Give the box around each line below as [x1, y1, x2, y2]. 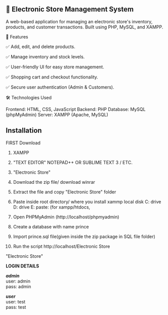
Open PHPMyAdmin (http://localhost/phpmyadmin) [13, 214, 119, 220]
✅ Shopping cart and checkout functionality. [6, 74, 98, 80]
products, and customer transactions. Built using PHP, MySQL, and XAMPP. [6, 24, 163, 30]
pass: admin [6, 283, 31, 289]
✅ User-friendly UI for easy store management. [6, 64, 104, 70]
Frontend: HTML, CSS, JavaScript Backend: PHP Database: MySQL [6, 106, 146, 112]
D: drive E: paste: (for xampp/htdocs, [13, 204, 91, 210]
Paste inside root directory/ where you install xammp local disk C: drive [13, 199, 161, 205]
